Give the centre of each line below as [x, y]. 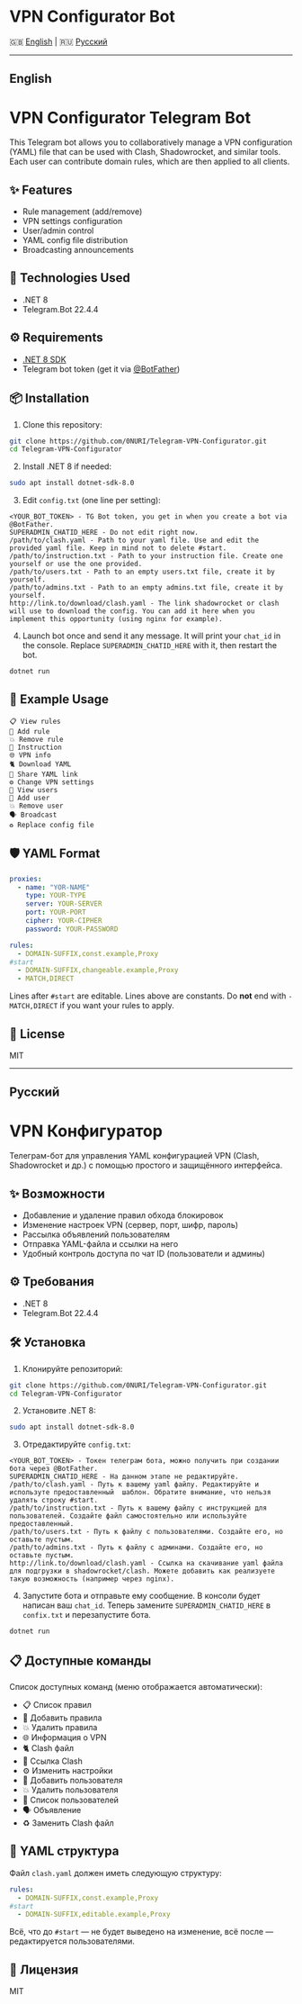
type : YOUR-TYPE [56, 896]
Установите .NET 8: [59, 1411]
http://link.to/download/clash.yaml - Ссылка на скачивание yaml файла [146, 1564]
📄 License [37, 1034]
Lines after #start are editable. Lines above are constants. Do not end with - [151, 996]
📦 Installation [49, 398]
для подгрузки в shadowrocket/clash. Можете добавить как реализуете [142, 1571]
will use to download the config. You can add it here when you [132, 611]
